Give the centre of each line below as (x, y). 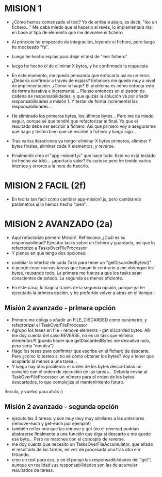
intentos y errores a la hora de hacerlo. (50, 166)
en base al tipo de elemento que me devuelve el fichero (67, 32)
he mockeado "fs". (30, 47)
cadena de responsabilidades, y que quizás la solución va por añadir (80, 96)
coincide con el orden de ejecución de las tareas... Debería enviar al (79, 372)
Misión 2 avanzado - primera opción (60, 308)
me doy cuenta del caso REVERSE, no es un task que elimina (72, 335)
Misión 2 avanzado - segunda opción (62, 407)
